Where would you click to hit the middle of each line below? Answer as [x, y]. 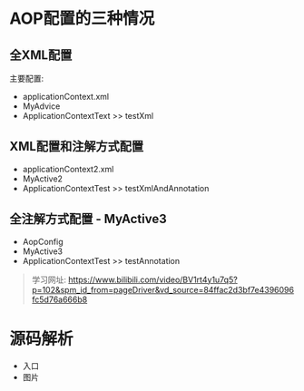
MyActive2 [43, 179]
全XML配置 [41, 55]
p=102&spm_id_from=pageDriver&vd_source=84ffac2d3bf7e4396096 [163, 289]
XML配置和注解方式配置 [76, 147]
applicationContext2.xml [68, 169]
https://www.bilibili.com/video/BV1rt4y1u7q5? [152, 279]
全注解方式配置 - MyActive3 [88, 219]
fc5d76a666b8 [59, 299]
